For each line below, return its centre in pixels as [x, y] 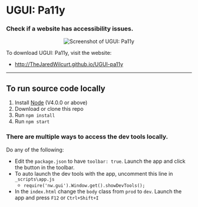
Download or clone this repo [49, 109]
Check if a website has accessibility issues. [70, 29]
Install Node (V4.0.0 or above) [51, 103]
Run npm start [32, 121]
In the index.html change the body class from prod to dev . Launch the [98, 191]
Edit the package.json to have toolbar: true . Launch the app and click [100, 161]
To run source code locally [56, 88]
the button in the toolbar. [44, 167]
